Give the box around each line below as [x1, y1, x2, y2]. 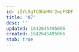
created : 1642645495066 [6, 31, 66, 37]
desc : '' [6, 20, 28, 26]
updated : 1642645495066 [6, 25, 66, 32]
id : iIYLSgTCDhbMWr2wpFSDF [6, 8, 74, 15]
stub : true [6, 36, 34, 42]
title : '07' [6, 14, 36, 20]
